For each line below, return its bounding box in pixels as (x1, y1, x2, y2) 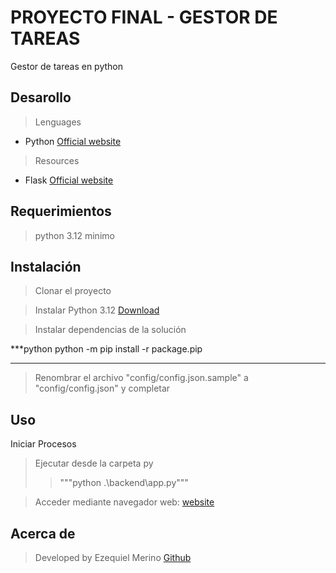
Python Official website (24, 135, 122, 147)
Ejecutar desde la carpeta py (34, 457, 154, 470)
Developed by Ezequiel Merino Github (34, 552, 192, 563)
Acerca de (10, 525, 76, 542)
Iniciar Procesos (10, 438, 77, 450)
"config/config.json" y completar (34, 382, 171, 395)
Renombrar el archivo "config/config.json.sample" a (34, 372, 249, 384)
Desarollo (10, 89, 72, 106)
